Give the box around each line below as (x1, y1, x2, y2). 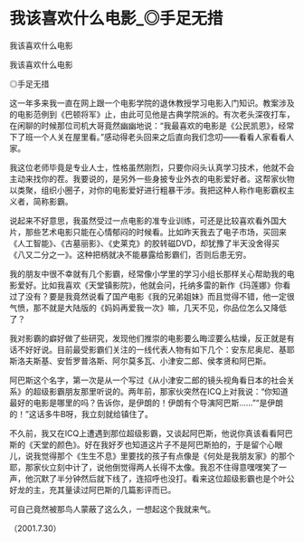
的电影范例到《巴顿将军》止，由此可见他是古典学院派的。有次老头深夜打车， (9, 109, 295, 119)
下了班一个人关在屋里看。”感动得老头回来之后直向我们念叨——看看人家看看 (9, 131, 287, 142)
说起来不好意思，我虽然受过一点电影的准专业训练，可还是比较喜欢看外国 (9, 214, 279, 226)
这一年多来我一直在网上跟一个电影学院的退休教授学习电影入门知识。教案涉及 (9, 97, 295, 109)
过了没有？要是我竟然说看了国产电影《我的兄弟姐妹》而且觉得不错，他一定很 (9, 290, 295, 301)
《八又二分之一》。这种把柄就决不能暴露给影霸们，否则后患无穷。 (9, 249, 252, 260)
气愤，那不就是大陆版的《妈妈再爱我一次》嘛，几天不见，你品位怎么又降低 (9, 302, 287, 313)
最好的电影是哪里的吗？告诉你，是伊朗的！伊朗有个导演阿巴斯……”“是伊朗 (9, 397, 283, 408)
